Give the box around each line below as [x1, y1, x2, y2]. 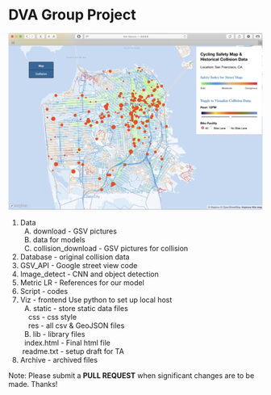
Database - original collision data [19, 252, 131, 262]
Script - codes [19, 286, 69, 296]
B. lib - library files [23, 329, 85, 338]
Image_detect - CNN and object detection [19, 269, 159, 279]
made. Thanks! [8, 379, 58, 389]
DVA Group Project [8, 6, 136, 24]
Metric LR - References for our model [19, 277, 145, 288]
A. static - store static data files [23, 303, 129, 313]
